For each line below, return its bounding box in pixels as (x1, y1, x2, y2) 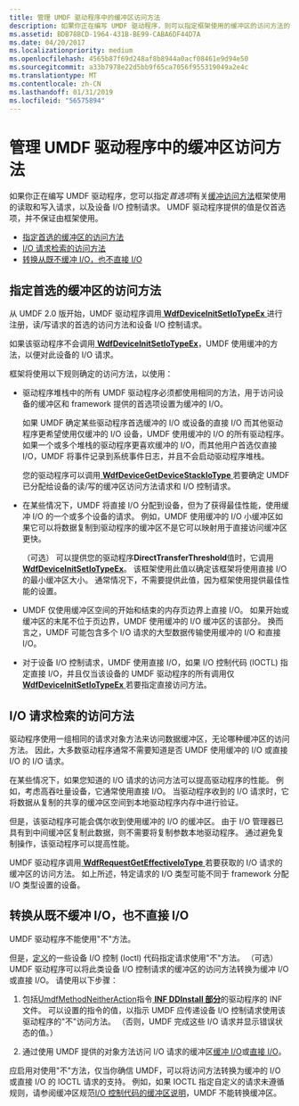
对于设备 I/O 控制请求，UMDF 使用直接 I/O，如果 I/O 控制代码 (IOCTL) (21, 657, 279, 668)
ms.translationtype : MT (9, 71, 98, 80)
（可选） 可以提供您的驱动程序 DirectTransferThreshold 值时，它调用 (21, 552, 274, 563)
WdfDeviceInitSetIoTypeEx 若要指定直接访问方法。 (21, 680, 212, 690)
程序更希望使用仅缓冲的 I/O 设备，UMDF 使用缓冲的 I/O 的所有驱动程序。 (21, 429, 289, 440)
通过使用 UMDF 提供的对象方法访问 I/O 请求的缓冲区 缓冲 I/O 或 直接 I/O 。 (21, 1045, 287, 1057)
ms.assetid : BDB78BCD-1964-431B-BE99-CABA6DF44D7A (9, 29, 201, 38)
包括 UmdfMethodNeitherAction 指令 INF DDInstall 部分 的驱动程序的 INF (21, 994, 283, 1004)
